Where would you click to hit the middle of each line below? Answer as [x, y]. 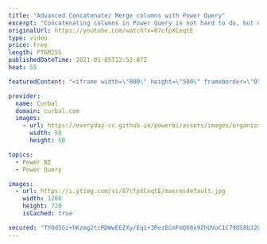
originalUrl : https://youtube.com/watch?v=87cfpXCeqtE [101, 30]
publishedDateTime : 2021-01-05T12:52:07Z [78, 60]
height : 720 [42, 206]
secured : [23, 227]
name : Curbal [37, 103]
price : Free [28, 45]
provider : [25, 96]
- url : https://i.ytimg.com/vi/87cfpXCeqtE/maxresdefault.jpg [120, 192]
